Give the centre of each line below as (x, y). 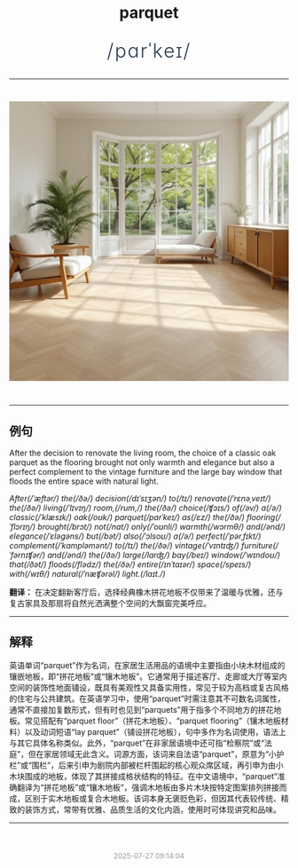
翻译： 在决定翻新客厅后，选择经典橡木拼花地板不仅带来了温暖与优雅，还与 (146, 592)
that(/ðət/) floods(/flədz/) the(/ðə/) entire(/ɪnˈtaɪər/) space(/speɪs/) (130, 564)
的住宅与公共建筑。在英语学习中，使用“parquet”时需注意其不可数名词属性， (147, 698)
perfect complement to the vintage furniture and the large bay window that (146, 472)
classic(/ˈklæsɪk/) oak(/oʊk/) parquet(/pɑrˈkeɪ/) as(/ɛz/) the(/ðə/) (127, 517)
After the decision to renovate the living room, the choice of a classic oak (143, 453)
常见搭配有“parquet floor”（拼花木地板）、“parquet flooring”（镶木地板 (153, 721)
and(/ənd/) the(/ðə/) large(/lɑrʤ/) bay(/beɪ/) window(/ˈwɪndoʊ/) (164, 555)
